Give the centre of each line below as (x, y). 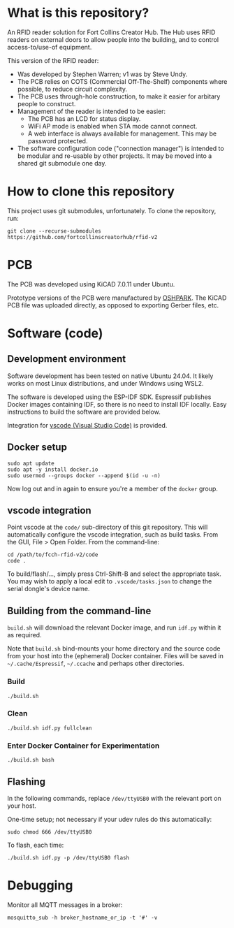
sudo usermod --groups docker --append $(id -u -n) (84, 476)
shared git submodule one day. (62, 163)
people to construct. (46, 103)
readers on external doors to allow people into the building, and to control (113, 39)
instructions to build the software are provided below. (84, 412)
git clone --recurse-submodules (54, 231)
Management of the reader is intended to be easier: (92, 111)
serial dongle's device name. (49, 589)
